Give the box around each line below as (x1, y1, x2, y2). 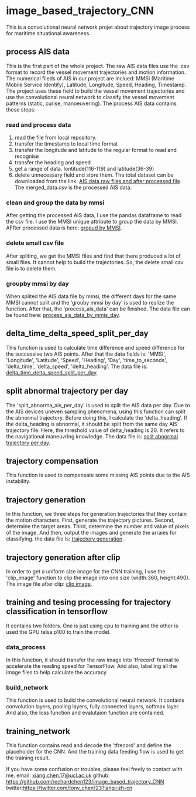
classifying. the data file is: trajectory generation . (6, 535, 124, 542)
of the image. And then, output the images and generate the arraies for (6, 529, 177, 536)
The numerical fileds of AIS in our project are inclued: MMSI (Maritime (6, 75, 174, 82)
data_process (6, 643, 46, 651)
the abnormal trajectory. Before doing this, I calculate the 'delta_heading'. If (6, 414, 188, 421)
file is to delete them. (6, 265, 57, 272)
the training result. (6, 754, 50, 761)
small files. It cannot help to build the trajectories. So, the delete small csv (6, 258, 184, 265)
